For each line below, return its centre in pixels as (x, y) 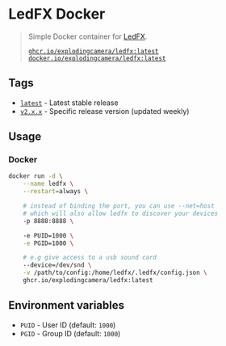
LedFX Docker (57, 14)
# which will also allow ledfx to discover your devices (121, 213)
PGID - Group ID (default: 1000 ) (70, 333)
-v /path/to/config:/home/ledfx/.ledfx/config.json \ (115, 273)
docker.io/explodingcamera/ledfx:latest (97, 58)
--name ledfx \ (48, 184)
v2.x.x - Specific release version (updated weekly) (105, 111)
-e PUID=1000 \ (48, 235)
